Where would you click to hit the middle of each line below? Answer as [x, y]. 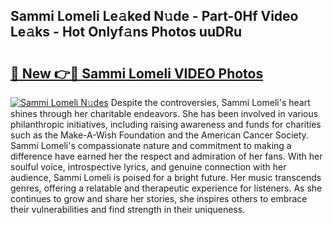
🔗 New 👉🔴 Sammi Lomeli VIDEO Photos [137, 73]
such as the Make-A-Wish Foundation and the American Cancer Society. [159, 135]
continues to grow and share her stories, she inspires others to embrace [159, 198]
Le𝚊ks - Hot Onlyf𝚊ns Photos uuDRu [126, 32]
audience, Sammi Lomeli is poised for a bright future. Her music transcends [166, 177]
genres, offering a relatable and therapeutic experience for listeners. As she [166, 188]
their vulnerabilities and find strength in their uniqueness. [128, 209]
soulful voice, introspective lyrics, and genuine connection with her [148, 167]
